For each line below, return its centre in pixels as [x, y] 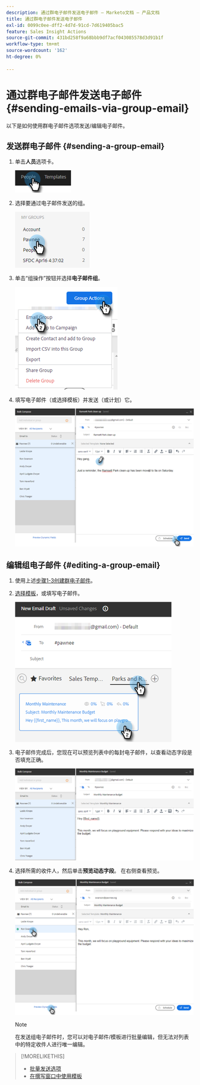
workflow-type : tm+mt [33, 44]
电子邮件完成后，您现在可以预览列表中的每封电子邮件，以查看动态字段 [101, 752]
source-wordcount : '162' [37, 51]
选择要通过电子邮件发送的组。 [51, 203]
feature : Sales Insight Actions [46, 32]
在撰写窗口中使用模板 [56, 1076]
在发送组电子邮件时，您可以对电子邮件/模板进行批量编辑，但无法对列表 [102, 1037]
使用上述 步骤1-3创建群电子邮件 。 [55, 580]
